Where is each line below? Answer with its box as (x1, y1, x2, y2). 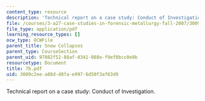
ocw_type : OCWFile (6, 37, 53, 43)
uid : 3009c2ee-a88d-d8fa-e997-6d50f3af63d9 (6, 71, 119, 77)
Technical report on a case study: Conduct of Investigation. (6, 88, 156, 95)
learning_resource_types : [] (6, 32, 81, 38)
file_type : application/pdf (6, 26, 78, 32)
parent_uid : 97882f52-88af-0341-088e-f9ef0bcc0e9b (6, 54, 138, 60)
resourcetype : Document (6, 60, 67, 66)
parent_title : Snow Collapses (6, 43, 84, 49)
